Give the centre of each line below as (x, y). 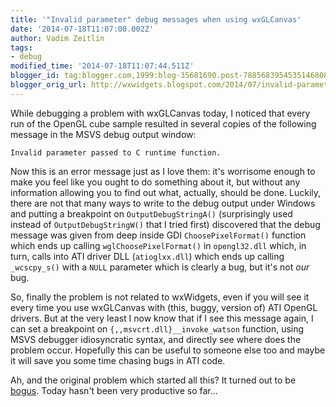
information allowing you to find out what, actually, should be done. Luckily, (166, 192)
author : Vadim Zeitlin (57, 38)
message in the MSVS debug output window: (103, 134)
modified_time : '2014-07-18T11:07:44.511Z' (102, 66)
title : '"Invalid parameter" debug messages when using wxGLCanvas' (156, 19)
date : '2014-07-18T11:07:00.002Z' (82, 29)
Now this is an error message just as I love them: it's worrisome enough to (163, 171)
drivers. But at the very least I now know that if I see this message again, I (162, 318)
